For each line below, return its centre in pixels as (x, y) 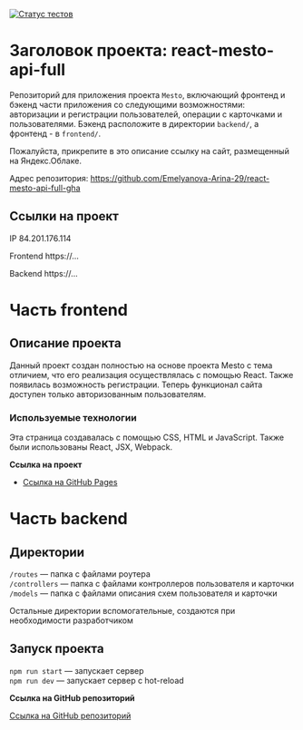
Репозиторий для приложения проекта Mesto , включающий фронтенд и (147, 94)
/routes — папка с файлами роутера (80, 574)
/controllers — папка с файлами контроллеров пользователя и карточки (152, 584)
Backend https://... (44, 273)
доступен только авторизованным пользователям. (108, 394)
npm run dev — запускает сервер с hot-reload (97, 680)
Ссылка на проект (46, 465)
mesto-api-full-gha (45, 188)
